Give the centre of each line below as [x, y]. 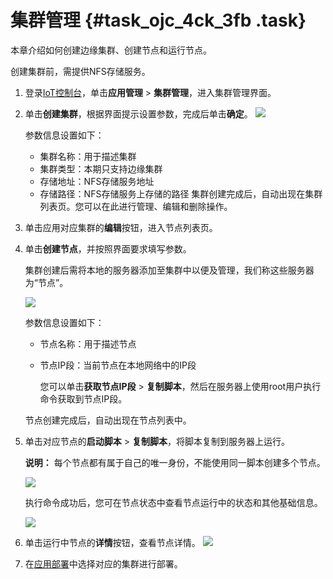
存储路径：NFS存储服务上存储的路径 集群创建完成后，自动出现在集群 [181, 193]
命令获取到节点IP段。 [83, 398]
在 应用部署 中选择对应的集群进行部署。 [103, 563]
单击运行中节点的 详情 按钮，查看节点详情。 [112, 542]
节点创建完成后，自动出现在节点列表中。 [108, 420]
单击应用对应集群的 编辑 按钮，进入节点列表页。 [121, 227]
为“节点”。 [46, 282]
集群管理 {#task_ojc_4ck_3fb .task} [158, 20]
